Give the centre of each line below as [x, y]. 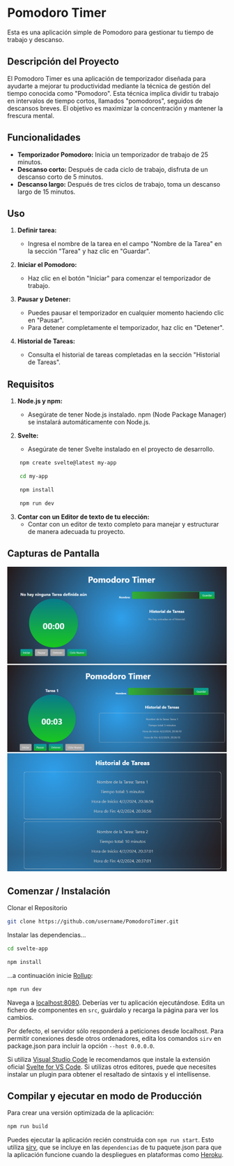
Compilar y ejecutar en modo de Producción [104, 1096]
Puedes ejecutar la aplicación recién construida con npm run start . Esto [111, 1140]
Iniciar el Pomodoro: [47, 265]
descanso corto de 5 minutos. [60, 177]
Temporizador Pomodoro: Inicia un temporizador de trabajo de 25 [113, 154]
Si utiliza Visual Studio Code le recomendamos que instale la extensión [109, 1059]
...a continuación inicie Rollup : [50, 975]
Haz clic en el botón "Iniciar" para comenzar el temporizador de [119, 278]
